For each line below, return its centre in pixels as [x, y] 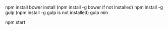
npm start [15, 22]
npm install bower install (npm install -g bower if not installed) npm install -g [84, 7]
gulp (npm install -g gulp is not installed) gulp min [57, 12]
